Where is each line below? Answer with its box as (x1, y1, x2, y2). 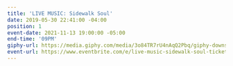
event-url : (7, 49, 39, 56)
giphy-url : (7, 42, 39, 49)
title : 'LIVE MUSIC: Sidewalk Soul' (7, 10, 113, 17)
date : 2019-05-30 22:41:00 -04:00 (7, 16, 107, 23)
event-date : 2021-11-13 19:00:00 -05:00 (7, 29, 126, 36)
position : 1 (7, 23, 42, 30)
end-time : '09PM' (7, 36, 58, 43)
